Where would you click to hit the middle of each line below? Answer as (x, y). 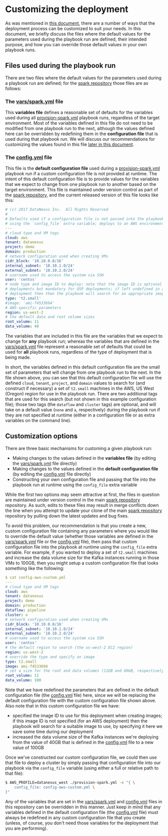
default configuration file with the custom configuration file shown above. (81, 701)
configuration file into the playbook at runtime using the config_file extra (81, 547)
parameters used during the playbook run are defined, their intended (76, 39)
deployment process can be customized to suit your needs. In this (73, 28)
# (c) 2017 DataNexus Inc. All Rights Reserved (57, 210)
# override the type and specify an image (50, 657)
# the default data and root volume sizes (50, 317)
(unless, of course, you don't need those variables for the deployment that (82, 823)
